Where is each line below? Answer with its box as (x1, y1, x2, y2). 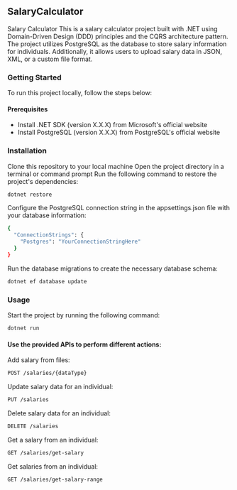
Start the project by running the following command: (7, 311, 160, 320)
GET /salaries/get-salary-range (7, 476, 103, 483)
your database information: (7, 211, 87, 219)
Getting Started (7, 72, 62, 82)
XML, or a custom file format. (7, 55, 93, 63)
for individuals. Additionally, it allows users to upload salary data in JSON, (7, 47, 222, 55)
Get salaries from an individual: (7, 462, 98, 471)
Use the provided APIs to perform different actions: (7, 340, 162, 349)
